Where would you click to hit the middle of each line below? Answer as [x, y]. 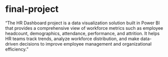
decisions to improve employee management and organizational [86, 44]
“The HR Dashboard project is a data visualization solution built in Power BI [82, 23]
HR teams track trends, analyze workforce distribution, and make [72, 39]
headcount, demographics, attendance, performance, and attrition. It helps [82, 33]
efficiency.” [17, 49]
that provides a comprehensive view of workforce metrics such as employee [84, 28]
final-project [32, 9]
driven [12, 44]
